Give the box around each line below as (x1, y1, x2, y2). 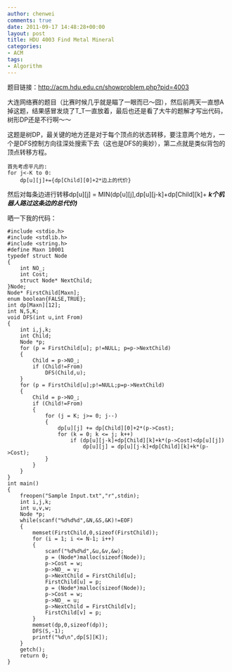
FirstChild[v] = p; (44, 609, 102, 616)
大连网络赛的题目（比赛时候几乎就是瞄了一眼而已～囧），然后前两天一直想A (7, 98, 224, 106)
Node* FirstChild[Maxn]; (7, 289, 80, 296)
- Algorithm (7, 63, 42, 70)
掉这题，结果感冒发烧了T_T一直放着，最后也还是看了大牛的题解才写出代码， (7, 106, 227, 115)
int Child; (20, 332, 52, 340)
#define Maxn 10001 (7, 246, 65, 253)
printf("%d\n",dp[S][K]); (32, 633, 109, 640)
